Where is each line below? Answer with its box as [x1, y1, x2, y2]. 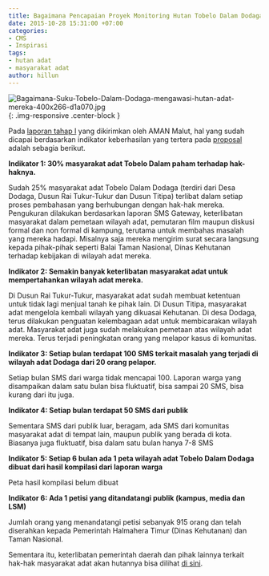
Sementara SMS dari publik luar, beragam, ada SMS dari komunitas [8, 420, 230, 430]
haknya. [8, 167, 36, 176]
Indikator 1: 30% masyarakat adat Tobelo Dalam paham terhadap [8, 158, 229, 168]
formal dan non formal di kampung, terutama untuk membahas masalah [8, 225, 244, 235]
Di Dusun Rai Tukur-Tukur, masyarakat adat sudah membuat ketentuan [8, 290, 241, 300]
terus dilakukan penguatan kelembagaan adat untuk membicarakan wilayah [8, 316, 258, 326]
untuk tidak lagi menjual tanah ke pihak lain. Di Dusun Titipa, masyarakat [8, 298, 247, 309]
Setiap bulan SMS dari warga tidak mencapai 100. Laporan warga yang [8, 372, 242, 382]
